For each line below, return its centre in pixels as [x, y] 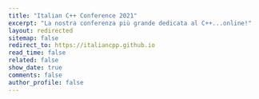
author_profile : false [46, 82]
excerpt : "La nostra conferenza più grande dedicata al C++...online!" [130, 23]
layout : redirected [41, 30]
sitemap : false [34, 38]
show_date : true [35, 68]
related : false [34, 61]
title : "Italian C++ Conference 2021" [73, 16]
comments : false [35, 75]
